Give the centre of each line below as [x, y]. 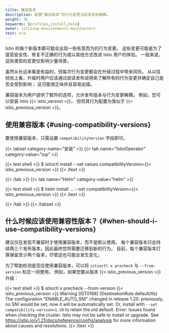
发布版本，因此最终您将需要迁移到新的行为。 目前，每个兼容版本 [89, 248]
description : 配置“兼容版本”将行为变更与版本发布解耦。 [58, 15]
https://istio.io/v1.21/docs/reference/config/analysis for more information [80, 320]
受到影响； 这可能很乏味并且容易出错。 [54, 84]
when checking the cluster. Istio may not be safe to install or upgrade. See [82, 315]
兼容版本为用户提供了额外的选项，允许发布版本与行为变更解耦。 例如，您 [81, 95]
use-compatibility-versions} [51, 229]
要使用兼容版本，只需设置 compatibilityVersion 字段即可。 [67, 138]
